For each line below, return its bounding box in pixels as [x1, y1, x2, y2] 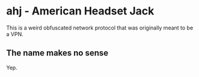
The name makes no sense [6, 48, 109, 58]
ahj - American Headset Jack [6, 4, 155, 18]
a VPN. [6, 30, 23, 37]
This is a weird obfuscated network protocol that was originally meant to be [6, 24, 194, 31]
